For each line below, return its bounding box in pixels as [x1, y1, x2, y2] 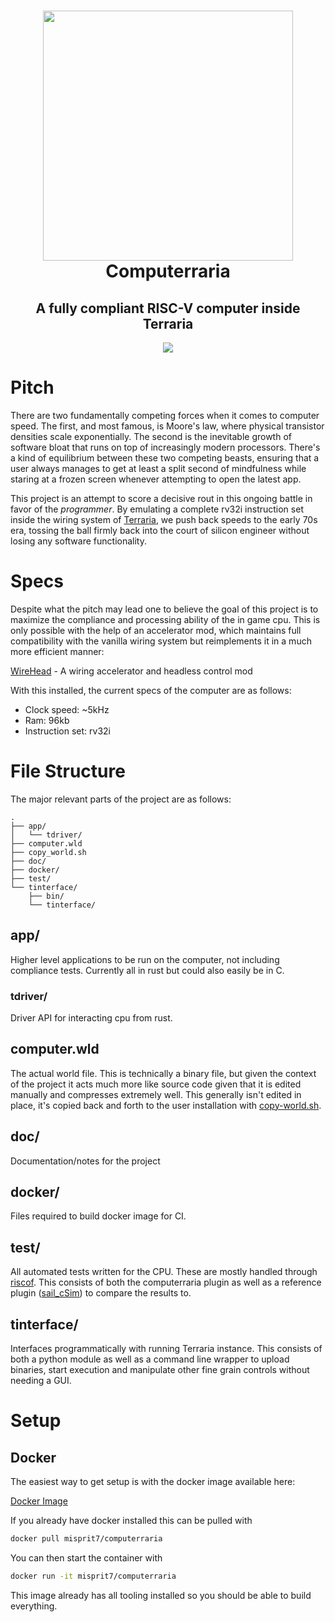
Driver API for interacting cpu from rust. [10, 1011, 173, 1024]
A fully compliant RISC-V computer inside [35, 300, 301, 317]
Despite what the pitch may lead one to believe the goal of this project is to [10, 603, 319, 615]
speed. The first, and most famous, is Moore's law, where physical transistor [10, 420, 325, 432]
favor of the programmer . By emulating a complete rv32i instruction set [10, 503, 304, 515]
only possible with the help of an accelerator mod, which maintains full [10, 624, 302, 636]
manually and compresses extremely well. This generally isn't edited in [10, 1088, 302, 1100]
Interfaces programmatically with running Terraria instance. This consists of [10, 1342, 323, 1354]
